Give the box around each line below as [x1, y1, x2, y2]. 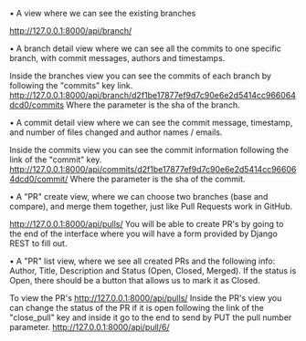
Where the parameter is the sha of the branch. [66, 99, 240, 110]
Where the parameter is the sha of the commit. [69, 173, 246, 184]
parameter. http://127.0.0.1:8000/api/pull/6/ [9, 322, 170, 332]
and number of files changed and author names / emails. [9, 127, 223, 138]
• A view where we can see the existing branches [9, 8, 196, 18]
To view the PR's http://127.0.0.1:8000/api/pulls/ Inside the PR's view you [9, 293, 282, 304]
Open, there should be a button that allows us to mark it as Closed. [9, 275, 260, 285]
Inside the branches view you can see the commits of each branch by [9, 70, 272, 81]
